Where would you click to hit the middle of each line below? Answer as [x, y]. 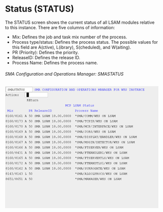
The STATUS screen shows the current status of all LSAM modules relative [80, 22]
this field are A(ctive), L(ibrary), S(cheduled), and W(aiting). [72, 47]
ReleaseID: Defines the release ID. [46, 57]
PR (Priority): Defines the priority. [45, 52]
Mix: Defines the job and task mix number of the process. [70, 37]
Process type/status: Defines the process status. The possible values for [85, 42]
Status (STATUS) [40, 9]
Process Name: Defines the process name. [55, 63]
